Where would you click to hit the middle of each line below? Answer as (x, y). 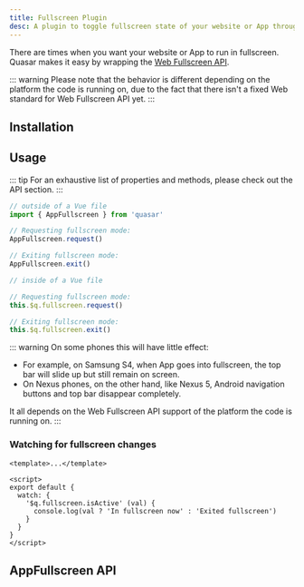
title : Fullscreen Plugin (58, 18)
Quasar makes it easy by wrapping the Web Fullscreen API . (119, 62)
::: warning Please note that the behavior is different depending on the (140, 79)
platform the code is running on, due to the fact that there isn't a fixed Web (148, 89)
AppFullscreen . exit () (50, 264)
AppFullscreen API (63, 571)
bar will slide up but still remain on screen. (101, 375)
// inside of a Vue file (56, 280)
